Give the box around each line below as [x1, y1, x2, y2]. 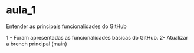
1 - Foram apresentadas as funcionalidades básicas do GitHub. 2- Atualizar [6, 34, 189, 41]
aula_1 [6, 3, 36, 17]
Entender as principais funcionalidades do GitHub [6, 23, 127, 30]
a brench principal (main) [6, 40, 67, 47]
